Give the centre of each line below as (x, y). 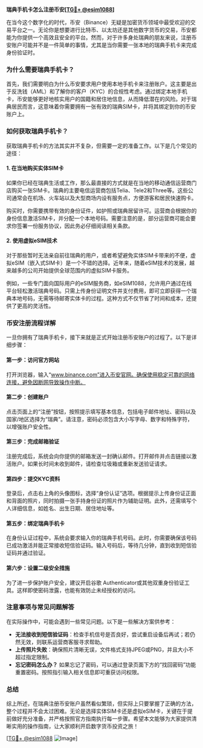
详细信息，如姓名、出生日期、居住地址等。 (64, 508)
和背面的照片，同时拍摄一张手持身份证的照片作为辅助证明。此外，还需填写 (99, 501)
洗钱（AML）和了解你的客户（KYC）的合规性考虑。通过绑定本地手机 (102, 92)
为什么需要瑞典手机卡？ (40, 69)
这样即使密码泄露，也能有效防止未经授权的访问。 (78, 590)
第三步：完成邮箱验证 (33, 442)
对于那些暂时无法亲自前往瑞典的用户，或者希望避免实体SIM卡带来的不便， (98, 255)
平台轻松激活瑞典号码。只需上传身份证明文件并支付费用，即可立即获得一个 (99, 291)
